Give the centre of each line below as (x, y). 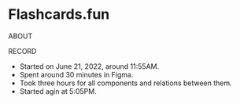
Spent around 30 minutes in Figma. (76, 74)
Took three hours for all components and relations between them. (126, 83)
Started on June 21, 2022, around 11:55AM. (89, 66)
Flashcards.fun (59, 14)
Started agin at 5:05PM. (58, 91)
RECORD (22, 51)
